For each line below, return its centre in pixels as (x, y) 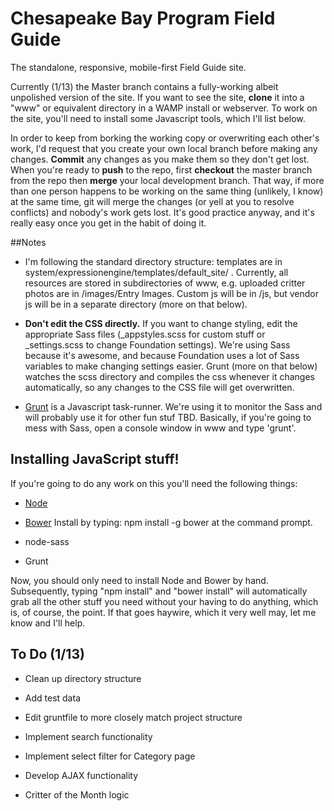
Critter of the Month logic (77, 794)
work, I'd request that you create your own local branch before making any (164, 148)
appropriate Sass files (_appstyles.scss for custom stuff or (145, 334)
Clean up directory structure (83, 678)
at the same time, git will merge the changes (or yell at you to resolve (152, 201)
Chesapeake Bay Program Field (143, 18)
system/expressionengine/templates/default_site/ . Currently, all (156, 272)
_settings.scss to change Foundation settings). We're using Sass (157, 344)
